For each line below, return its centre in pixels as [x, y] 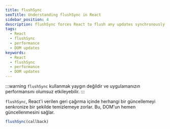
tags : [11, 29]
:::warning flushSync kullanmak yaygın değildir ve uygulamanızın [73, 86]
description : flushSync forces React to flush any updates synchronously [85, 24]
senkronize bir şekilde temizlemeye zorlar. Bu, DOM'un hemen [70, 107]
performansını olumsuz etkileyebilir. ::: [45, 92]
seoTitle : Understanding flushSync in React [53, 15]
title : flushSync [24, 10]
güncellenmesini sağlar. [30, 112]
